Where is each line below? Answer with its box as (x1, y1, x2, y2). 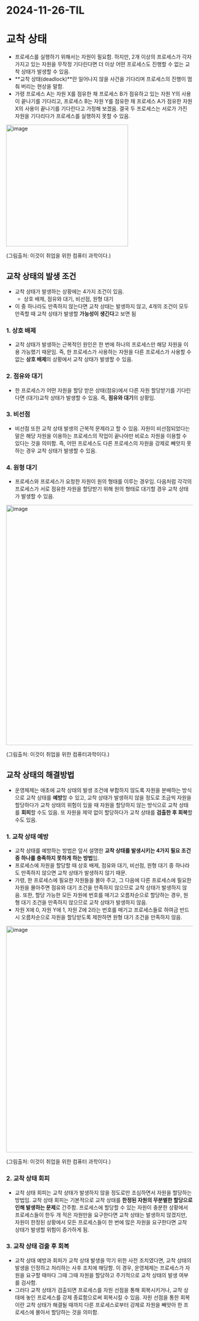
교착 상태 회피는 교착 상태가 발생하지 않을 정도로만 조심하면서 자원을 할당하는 (14, 1189, 192, 1196)
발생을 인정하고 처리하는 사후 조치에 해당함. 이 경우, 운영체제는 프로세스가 (14, 1264, 184, 1271)
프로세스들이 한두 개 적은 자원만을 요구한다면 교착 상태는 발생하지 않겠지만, (14, 1211, 188, 1218)
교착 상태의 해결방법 (6, 769, 75, 780)
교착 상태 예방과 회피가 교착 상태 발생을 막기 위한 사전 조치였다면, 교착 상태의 (14, 1256, 192, 1264)
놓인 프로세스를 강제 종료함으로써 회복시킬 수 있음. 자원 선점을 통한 (25, 1294, 179, 1301)
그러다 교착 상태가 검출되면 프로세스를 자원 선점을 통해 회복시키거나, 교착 (14, 1286, 182, 1293)
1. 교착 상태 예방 (6, 832, 49, 841)
